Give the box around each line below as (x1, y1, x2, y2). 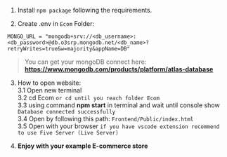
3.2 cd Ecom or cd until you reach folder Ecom (17, 94, 160, 102)
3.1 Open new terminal (17, 86, 82, 94)
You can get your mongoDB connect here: (24, 57, 147, 66)
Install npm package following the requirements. (17, 6, 153, 14)
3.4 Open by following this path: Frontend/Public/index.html (17, 115, 194, 123)
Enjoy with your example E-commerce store (17, 142, 148, 150)
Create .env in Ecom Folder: (17, 20, 95, 27)
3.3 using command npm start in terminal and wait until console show (17, 101, 220, 109)
